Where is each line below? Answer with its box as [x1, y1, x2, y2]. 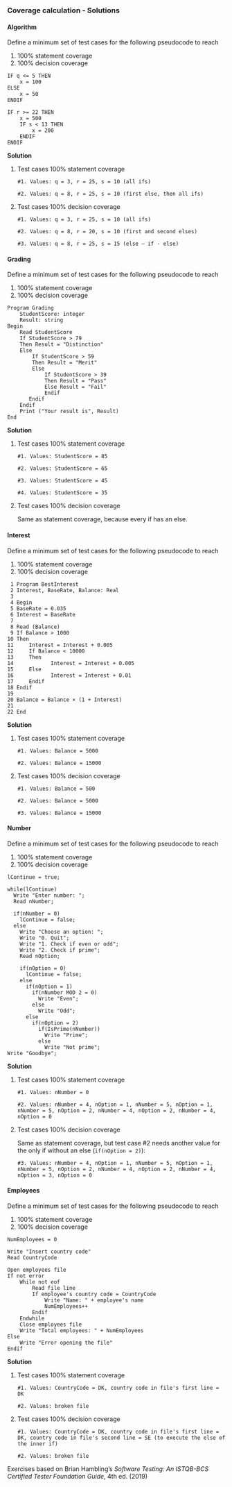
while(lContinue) [7, 886, 57, 893]
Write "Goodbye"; [7, 1050, 57, 1057]
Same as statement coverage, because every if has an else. [17, 515, 188, 523]
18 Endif [7, 684, 33, 691]
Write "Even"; [37, 995, 79, 1002]
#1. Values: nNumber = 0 [17, 1089, 89, 1095]
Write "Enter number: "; [13, 891, 85, 899]
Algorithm [7, 23, 37, 31]
